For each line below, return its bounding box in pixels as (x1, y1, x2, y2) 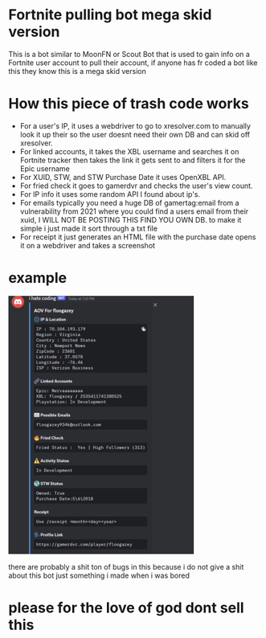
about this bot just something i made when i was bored (8, 571, 190, 580)
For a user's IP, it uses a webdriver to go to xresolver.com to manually (19, 121, 252, 130)
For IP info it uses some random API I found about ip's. (19, 189, 201, 198)
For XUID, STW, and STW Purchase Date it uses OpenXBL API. (19, 172, 227, 182)
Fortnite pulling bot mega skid (8, 6, 212, 24)
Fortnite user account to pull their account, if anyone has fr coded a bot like (8, 58, 258, 67)
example (8, 269, 68, 287)
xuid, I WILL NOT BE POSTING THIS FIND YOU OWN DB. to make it (19, 215, 242, 224)
